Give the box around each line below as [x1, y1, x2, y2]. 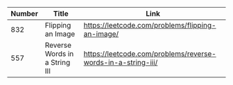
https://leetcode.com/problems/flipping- [83, 21, 216, 30]
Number [10, 9, 38, 18]
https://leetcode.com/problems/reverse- [83, 49, 216, 58]
